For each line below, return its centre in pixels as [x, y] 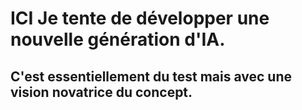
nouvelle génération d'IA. [118, 39]
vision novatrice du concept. [101, 92]
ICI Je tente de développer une [140, 18]
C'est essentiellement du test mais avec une [151, 76]
